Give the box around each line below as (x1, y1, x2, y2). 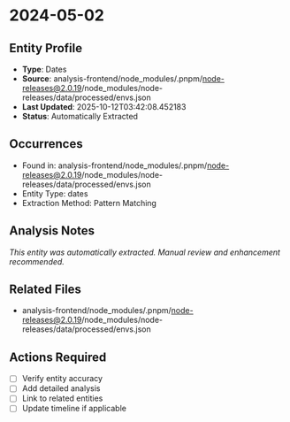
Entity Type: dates (21, 188, 88, 199)
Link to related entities (21, 393, 103, 403)
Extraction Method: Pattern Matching (21, 197, 157, 208)
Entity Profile (9, 41, 82, 56)
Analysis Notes (9, 223, 95, 239)
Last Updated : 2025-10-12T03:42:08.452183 (21, 102, 187, 111)
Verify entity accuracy (21, 373, 103, 384)
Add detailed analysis (21, 383, 101, 394)
